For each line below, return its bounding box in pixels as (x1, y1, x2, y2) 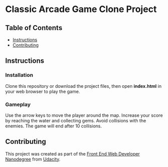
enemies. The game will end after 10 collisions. (5, 123, 102, 129)
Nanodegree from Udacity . (5, 156, 60, 162)
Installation (5, 72, 34, 79)
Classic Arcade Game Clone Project (5, 4, 157, 15)
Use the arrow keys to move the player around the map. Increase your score (5, 112, 163, 118)
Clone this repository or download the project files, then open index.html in (5, 83, 162, 89)
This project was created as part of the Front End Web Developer (5, 150, 140, 156)
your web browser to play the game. (5, 88, 80, 94)
